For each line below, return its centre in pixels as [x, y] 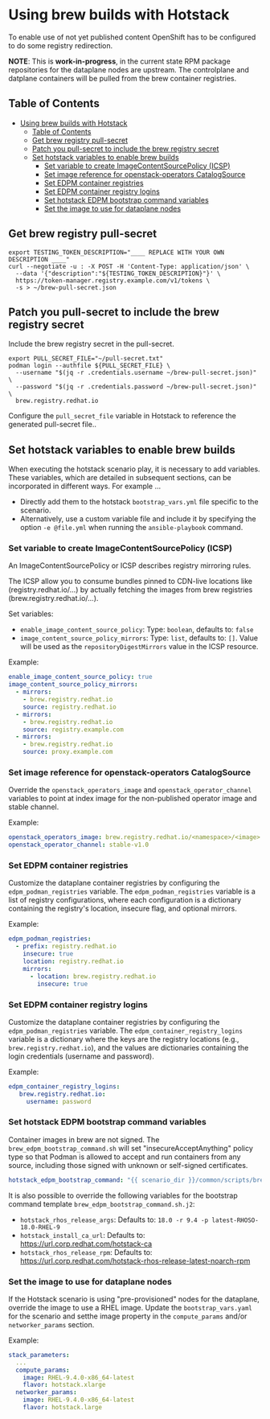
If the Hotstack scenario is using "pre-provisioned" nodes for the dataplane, [134, 1299]
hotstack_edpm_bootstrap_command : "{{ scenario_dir [96, 1180]
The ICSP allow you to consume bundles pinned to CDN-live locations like [131, 582]
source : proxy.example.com [68, 752]
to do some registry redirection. [61, 45]
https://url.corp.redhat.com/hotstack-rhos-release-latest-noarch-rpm [135, 1261]
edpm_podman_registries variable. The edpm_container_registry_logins [126, 1030]
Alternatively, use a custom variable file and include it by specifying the [138, 519]
